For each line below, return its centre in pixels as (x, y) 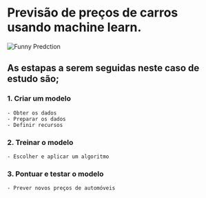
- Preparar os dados (37, 119)
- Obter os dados (32, 113)
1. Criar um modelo (39, 99)
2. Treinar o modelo (40, 142)
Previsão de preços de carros (93, 13)
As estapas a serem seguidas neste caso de (103, 68)
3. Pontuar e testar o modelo (55, 174)
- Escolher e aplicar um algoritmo (58, 157)
